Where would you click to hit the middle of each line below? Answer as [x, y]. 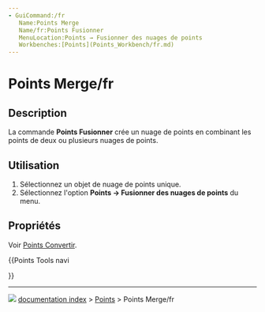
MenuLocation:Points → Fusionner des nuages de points [110, 38]
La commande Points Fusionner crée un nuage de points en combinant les [130, 132]
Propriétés [35, 226]
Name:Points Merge [49, 23]
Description [37, 113]
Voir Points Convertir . [43, 245]
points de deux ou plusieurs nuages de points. [83, 141]
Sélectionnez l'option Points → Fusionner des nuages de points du [129, 192]
